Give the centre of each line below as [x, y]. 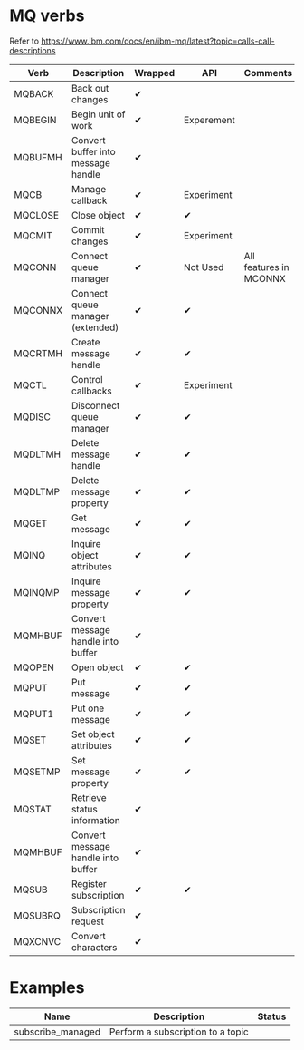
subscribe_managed [57, 1032]
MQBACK [34, 93]
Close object [98, 215]
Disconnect [95, 405]
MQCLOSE [37, 215]
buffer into [93, 151]
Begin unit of [98, 114]
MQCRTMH [38, 353]
